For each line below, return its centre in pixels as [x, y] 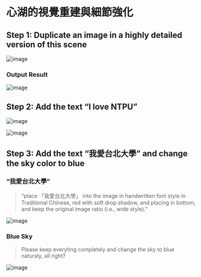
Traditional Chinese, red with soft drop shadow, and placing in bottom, [108, 202]
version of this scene [47, 44]
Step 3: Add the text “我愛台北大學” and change [97, 154]
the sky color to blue [46, 163]
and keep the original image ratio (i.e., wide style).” [84, 209]
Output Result [27, 74]
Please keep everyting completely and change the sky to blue [98, 250]
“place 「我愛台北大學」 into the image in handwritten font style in [103, 196]
